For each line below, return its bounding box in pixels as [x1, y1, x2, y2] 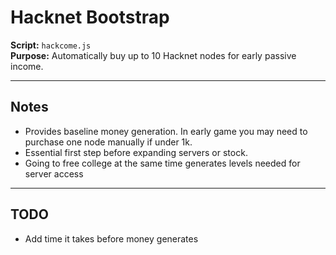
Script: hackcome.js [10, 39, 92, 51]
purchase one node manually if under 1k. [24, 136, 193, 148]
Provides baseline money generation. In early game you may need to [24, 125, 308, 137]
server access [24, 167, 84, 180]
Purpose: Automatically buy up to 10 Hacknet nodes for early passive [10, 49, 297, 61]
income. [10, 60, 44, 72]
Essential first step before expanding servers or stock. [24, 146, 248, 158]
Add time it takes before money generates [24, 232, 199, 245]
